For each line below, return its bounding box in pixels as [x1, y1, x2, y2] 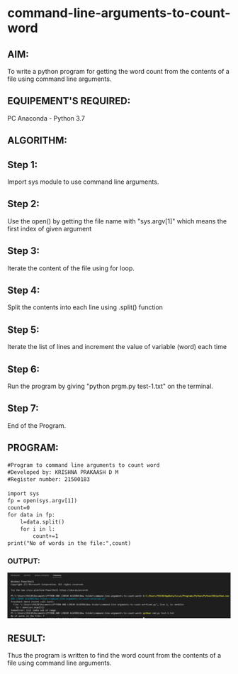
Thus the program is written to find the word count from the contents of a [7, 651, 222, 660]
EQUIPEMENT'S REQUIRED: [7, 95, 131, 107]
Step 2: [7, 198, 40, 210]
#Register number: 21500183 [7, 475, 91, 483]
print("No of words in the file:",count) [7, 539, 132, 547]
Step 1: [7, 158, 38, 171]
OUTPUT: [7, 556, 40, 565]
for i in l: [20, 525, 55, 533]
